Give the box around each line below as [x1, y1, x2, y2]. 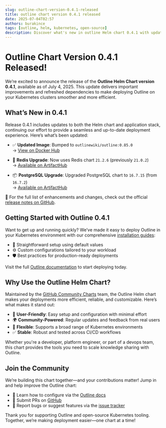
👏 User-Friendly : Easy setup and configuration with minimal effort [12, 311, 147, 317]
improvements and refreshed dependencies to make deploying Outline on [5, 89, 155, 95]
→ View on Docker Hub [12, 147, 60, 153]
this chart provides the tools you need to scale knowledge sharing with [5, 344, 149, 350]
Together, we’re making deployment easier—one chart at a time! [5, 418, 136, 424]
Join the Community [5, 364, 69, 373]
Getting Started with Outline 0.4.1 [5, 214, 110, 222]
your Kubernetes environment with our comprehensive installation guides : [5, 232, 156, 238]
